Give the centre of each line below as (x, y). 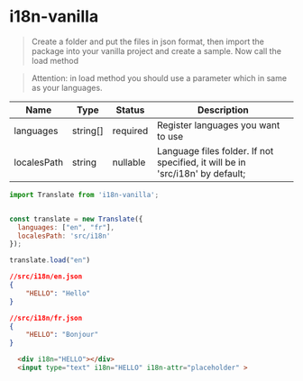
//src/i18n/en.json (46, 277)
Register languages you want (218, 125)
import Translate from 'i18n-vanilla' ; (84, 195)
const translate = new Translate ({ (76, 219)
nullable (129, 162)
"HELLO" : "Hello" (58, 293)
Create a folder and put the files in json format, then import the (147, 41)
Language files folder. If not (215, 150)
